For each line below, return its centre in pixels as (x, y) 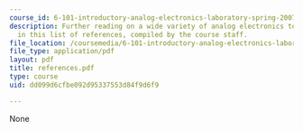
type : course (34, 77)
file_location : (38, 43)
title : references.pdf (52, 69)
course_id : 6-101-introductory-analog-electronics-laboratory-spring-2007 (153, 18)
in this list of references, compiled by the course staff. (133, 34)
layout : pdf (32, 60)
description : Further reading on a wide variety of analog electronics (147, 26)
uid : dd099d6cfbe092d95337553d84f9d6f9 (84, 85)
